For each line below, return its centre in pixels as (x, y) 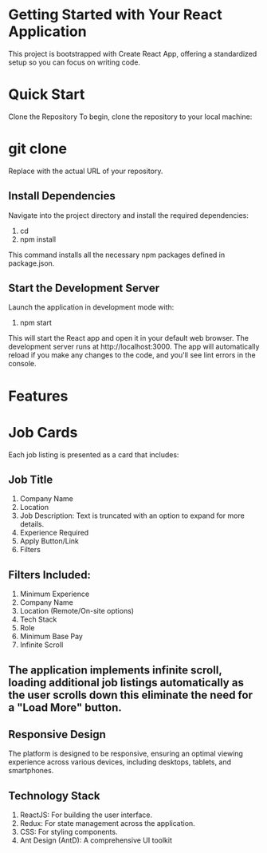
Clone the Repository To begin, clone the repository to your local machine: (130, 116)
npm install (38, 239)
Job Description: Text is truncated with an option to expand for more (132, 515)
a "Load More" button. (65, 707)
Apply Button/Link (49, 541)
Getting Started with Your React (115, 15)
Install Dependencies (62, 196)
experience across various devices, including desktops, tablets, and (120, 762)
